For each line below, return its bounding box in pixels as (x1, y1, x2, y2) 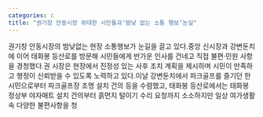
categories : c (8, 11, 55, 20)
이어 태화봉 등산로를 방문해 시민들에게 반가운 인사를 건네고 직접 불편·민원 (16, 51, 239, 60)
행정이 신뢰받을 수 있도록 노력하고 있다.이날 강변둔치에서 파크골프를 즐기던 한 (16, 71, 251, 80)
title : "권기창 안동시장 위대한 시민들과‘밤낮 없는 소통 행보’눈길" (8, 19, 198, 27)
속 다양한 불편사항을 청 (8, 100, 78, 110)
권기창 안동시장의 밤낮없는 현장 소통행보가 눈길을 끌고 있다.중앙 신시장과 (8, 41, 228, 51)
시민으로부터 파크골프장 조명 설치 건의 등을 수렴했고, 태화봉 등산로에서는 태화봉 (8, 80, 250, 90)
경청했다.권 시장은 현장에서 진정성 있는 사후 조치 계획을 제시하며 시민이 (16, 60, 232, 71)
